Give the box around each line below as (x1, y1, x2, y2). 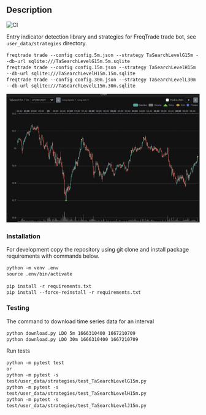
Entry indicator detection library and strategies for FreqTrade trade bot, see (6, 33, 196, 40)
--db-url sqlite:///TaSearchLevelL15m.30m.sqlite (6, 83, 136, 89)
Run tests (6, 347, 31, 354)
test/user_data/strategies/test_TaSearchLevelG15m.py (6, 378, 147, 384)
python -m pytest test (6, 359, 64, 366)
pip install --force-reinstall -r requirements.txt (6, 290, 141, 296)
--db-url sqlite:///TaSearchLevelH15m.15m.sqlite (6, 70, 136, 77)
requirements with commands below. (6, 252, 100, 260)
